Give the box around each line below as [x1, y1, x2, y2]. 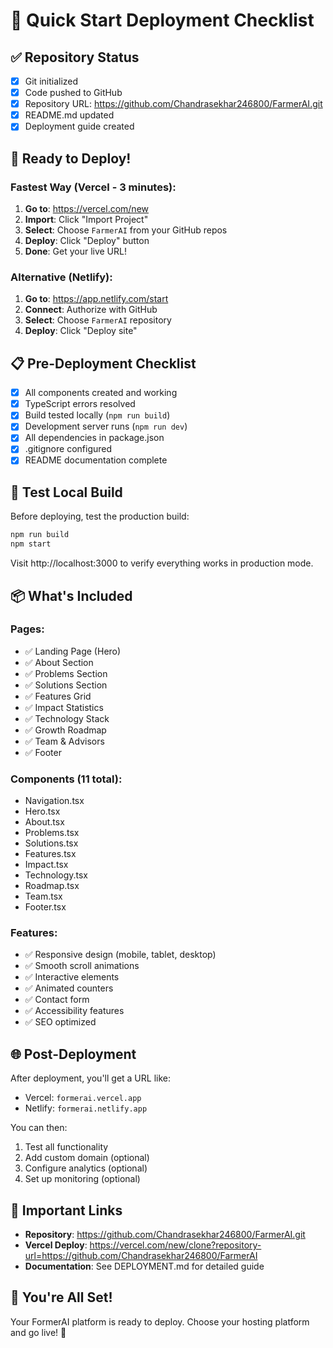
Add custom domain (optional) [24, 1152, 150, 1164]
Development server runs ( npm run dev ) [24, 420, 188, 433]
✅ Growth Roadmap [24, 724, 107, 736]
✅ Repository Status [10, 49, 140, 66]
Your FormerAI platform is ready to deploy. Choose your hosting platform [10, 1315, 310, 1328]
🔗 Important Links [10, 1202, 123, 1219]
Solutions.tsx [24, 837, 79, 849]
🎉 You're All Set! [10, 1289, 113, 1306]
